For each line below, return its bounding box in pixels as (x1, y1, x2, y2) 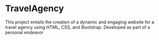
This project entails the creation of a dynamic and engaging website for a (5, 19, 155, 25)
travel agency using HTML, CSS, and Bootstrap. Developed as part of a (5, 24, 150, 30)
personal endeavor (5, 29, 44, 35)
